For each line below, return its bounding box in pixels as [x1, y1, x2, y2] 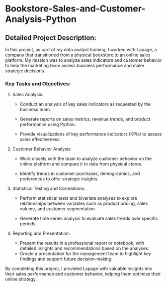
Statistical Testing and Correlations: [12, 185, 85, 192]
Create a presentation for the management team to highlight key [19, 251, 151, 257]
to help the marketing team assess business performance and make [5, 63, 144, 68]
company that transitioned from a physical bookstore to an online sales [5, 52, 151, 58]
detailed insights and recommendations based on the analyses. [19, 245, 150, 252]
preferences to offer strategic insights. [19, 176, 98, 182]
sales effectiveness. [19, 137, 61, 143]
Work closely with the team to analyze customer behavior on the [19, 155, 152, 162]
